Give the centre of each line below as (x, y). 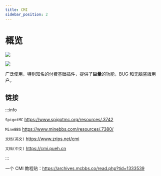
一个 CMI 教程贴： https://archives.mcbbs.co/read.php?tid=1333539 (75, 169)
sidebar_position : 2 (27, 14)
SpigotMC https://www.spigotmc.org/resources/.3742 (59, 120)
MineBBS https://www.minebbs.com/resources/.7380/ (59, 129)
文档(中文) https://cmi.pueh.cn (36, 149)
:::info (11, 110)
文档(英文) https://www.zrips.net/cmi (42, 139)
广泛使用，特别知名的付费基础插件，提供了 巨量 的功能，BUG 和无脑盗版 (78, 74)
